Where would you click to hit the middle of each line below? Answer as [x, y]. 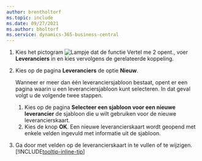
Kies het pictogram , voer [102, 52]
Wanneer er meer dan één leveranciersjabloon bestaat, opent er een [101, 83]
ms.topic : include [30, 18]
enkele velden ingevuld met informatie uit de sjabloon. [92, 133]
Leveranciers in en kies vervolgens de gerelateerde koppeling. [95, 59]
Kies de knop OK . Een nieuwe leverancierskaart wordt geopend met [110, 127]
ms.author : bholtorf [33, 29]
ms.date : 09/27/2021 [33, 23]
